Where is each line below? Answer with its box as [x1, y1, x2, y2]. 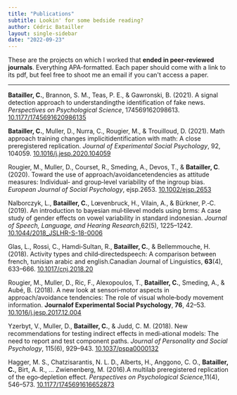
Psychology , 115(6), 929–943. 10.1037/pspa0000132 [8, 344, 159, 353]
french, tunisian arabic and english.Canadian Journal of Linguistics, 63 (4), [8, 257, 224, 266]
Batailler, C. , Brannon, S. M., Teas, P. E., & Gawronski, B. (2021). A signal [8, 91, 219, 99]
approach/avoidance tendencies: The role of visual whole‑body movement [8, 293, 224, 302]
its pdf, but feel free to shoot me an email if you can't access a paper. [8, 71, 210, 79]
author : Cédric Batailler [8, 23, 84, 30]
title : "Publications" [8, 10, 75, 18]
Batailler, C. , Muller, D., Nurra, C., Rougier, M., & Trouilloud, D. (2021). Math [8, 127, 225, 136]
